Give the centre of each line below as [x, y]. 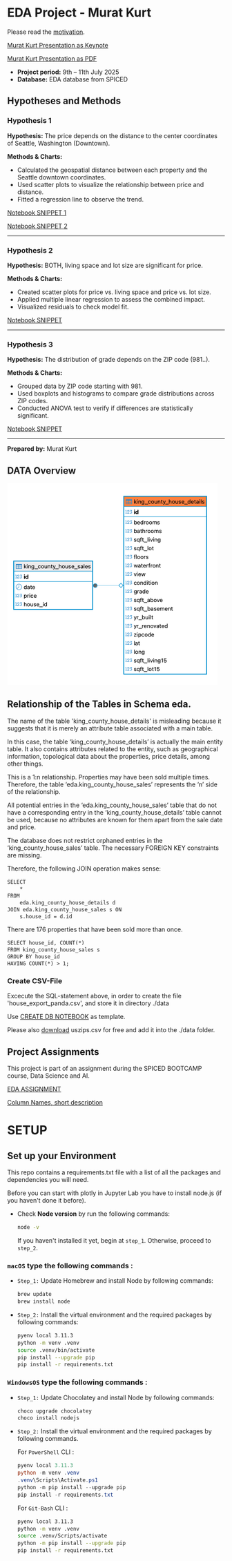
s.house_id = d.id [46, 916]
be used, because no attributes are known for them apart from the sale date [115, 820]
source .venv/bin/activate [56, 1350]
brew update [34, 1295]
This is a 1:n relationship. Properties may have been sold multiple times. [109, 777]
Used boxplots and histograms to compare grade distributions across [116, 394]
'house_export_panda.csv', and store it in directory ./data [88, 1003]
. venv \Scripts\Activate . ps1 [57, 1480]
